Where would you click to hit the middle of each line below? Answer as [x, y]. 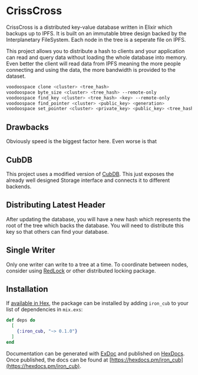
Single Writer [31, 250]
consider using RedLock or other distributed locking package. [81, 271]
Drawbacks [27, 127]
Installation [27, 289]
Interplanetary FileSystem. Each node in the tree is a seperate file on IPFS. [96, 39]
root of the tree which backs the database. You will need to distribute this [95, 225]
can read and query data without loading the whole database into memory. [97, 57]
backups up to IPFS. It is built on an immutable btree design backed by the [96, 33]
